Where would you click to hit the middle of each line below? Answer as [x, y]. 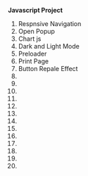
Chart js [30, 39]
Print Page [33, 61]
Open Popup [37, 31]
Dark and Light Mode [49, 46]
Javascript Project [35, 10]
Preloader [32, 54]
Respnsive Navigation [50, 24]
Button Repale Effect [48, 69]
